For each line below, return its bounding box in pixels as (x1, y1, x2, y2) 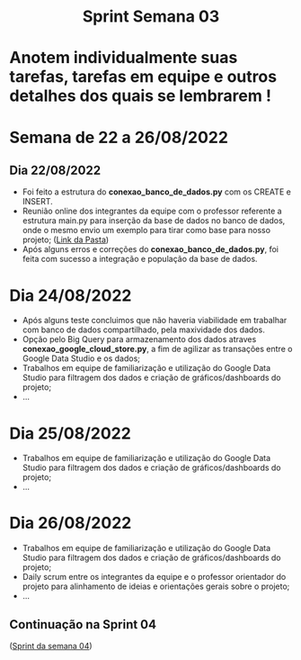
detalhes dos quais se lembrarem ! (9, 86, 272, 106)
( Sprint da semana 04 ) (9, 641, 93, 651)
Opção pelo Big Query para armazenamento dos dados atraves (22, 334, 257, 345)
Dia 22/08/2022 (9, 162, 102, 177)
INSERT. (22, 196, 54, 207)
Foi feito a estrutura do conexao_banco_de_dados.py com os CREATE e (22, 186, 292, 197)
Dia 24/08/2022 (9, 285, 132, 305)
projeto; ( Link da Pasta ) (22, 234, 110, 245)
